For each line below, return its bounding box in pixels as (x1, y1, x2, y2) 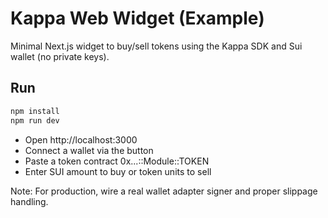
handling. (10, 195, 49, 207)
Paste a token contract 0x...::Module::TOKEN (24, 155, 210, 167)
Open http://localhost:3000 (24, 133, 138, 146)
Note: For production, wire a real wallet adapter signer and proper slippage (10, 185, 318, 197)
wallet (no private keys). (10, 50, 110, 62)
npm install (10, 106, 60, 116)
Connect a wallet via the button (24, 144, 154, 156)
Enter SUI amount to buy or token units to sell (24, 165, 212, 177)
